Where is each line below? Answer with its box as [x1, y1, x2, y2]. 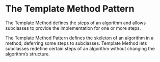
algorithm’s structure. [5, 51, 50, 57]
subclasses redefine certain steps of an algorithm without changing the [5, 45, 155, 51]
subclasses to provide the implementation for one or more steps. [5, 25, 141, 31]
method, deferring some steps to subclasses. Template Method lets [5, 40, 147, 46]
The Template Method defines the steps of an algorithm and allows [5, 20, 146, 26]
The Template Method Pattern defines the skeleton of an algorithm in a [5, 35, 154, 41]
